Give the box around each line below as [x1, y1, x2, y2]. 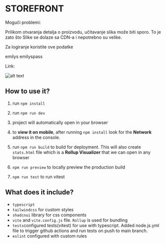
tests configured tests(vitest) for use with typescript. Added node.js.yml [12, 222, 160, 228]
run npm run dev [12, 110, 46, 116]
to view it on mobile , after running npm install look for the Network [12, 129, 152, 135]
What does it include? [5, 188, 74, 196]
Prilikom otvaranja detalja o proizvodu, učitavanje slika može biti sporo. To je [5, 29, 161, 35]
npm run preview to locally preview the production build [12, 164, 125, 170]
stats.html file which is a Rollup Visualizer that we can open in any [12, 149, 151, 155]
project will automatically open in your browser [12, 120, 108, 125]
